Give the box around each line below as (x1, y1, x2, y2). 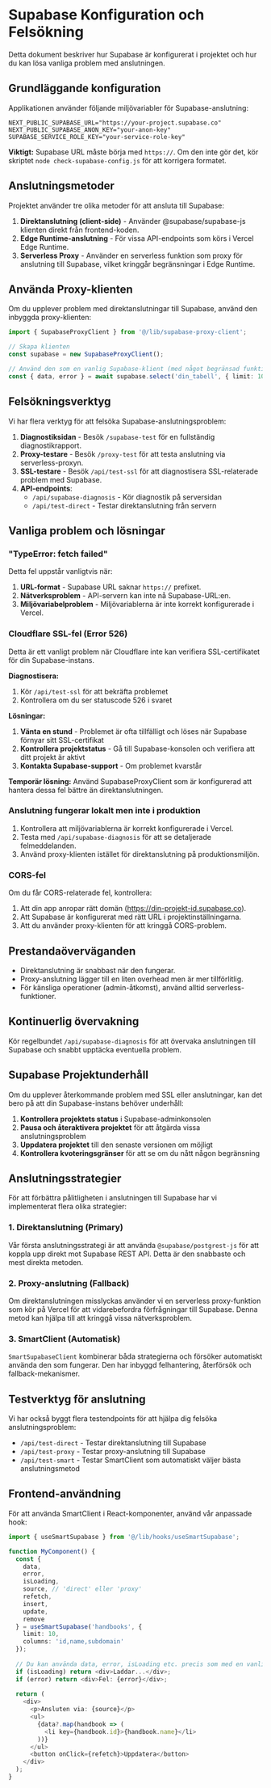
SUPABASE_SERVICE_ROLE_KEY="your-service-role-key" (8, 133, 186, 141)
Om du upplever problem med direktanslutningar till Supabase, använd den (8, 304, 258, 314)
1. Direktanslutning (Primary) (8, 1222, 123, 1233)
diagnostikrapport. (19, 441, 82, 450)
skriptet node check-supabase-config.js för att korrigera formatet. (8, 155, 227, 165)
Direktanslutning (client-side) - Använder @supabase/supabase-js (19, 216, 246, 226)
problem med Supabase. (19, 474, 102, 484)
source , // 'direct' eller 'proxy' (23, 1585, 143, 1593)
